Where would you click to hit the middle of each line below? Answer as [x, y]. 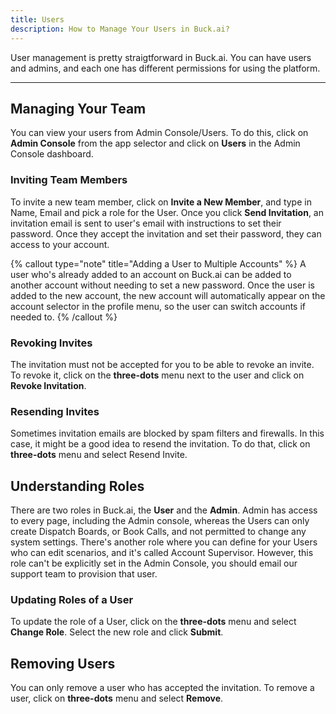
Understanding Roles [77, 486]
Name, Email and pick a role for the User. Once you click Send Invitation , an [167, 212]
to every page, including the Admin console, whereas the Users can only [160, 521]
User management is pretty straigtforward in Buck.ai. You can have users [161, 57]
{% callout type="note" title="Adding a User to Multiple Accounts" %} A [158, 263]
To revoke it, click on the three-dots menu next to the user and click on [157, 375]
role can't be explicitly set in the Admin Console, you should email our [154, 563]
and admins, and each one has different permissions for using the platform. [165, 68]
